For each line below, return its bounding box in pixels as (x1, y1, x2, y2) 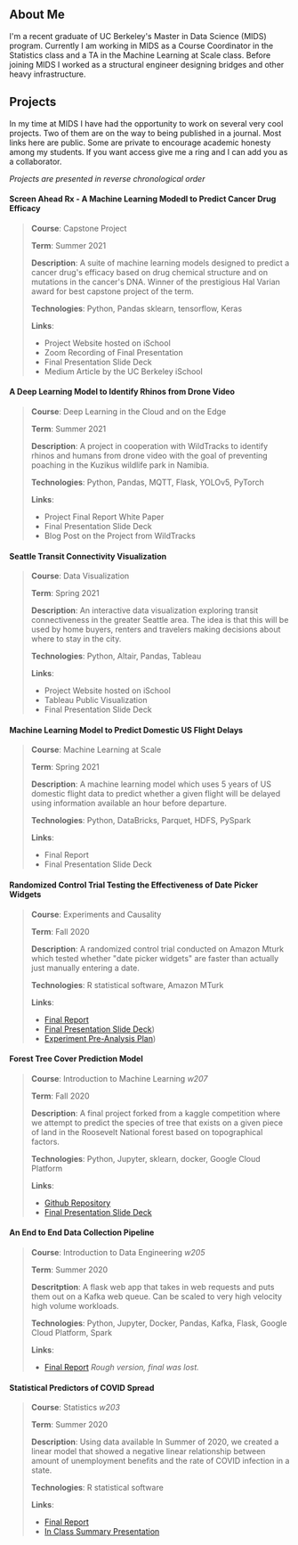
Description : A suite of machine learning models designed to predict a (30, 257, 290, 268)
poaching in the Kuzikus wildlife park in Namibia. (30, 460, 210, 470)
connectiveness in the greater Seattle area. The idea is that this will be (30, 615, 289, 625)
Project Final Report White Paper (44, 511, 165, 522)
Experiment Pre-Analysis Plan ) (44, 1033, 157, 1043)
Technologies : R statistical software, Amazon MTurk (30, 979, 224, 990)
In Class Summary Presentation (44, 1526, 160, 1537)
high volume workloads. (30, 1301, 119, 1312)
